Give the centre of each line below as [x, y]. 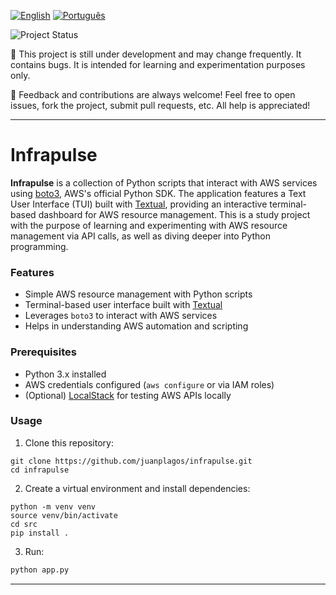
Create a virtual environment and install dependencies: [137, 488]
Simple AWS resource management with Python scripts [138, 294]
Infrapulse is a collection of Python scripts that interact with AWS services [164, 182]
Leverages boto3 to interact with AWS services [121, 316]
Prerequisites [43, 352]
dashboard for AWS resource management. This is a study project [174, 214]
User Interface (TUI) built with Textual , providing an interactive [139, 204]
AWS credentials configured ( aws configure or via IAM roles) [149, 384]
